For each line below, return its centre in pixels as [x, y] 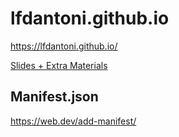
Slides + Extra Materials [59, 65]
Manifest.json [54, 97]
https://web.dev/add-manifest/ [73, 121]
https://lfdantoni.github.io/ [64, 46]
